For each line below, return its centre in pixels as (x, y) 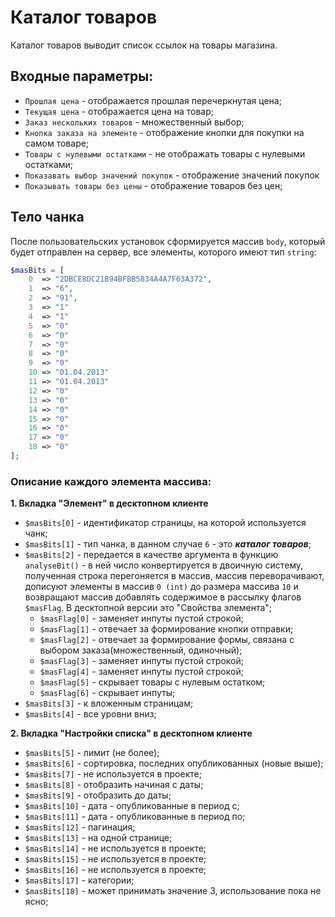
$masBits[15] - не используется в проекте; (115, 859)
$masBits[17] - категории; (79, 880)
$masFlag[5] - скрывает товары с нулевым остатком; (152, 682)
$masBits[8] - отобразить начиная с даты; (114, 785)
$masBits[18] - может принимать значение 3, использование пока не (173, 891)
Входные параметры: (82, 76)
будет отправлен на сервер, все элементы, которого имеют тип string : (163, 252)
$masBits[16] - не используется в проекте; (115, 870)
